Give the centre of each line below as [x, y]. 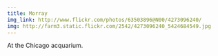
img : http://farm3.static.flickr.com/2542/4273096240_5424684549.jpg [109, 26]
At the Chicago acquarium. [45, 46]
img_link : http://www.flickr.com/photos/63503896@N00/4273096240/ [105, 20]
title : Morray [28, 13]
